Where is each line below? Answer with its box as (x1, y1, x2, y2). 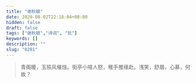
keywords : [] (6, 36, 38, 41)
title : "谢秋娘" (6, 8, 43, 15)
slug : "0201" (6, 47, 38, 53)
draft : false (6, 25, 38, 31)
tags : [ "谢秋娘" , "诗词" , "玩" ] (6, 30, 77, 36)
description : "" (6, 41, 46, 47)
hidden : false (6, 19, 41, 25)
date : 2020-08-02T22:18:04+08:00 (6, 14, 88, 20)
